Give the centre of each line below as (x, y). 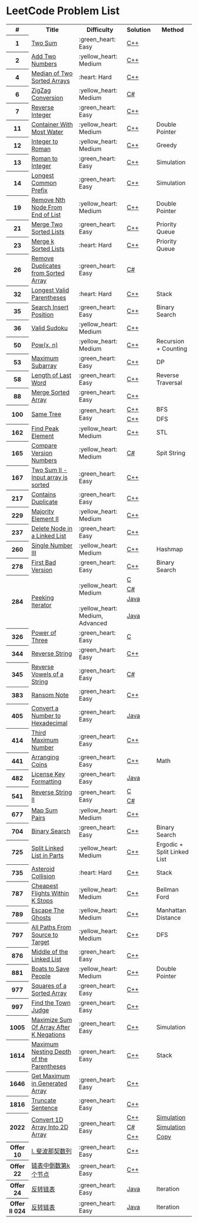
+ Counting (172, 349)
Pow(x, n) (45, 345)
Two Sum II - (49, 470)
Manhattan (171, 910)
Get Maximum (51, 1076)
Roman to (44, 159)
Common (44, 183)
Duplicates (46, 266)
